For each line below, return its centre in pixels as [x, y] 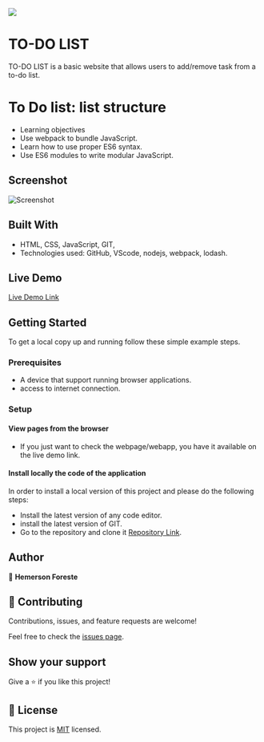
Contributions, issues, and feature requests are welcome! [103, 621]
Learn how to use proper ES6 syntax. [81, 146]
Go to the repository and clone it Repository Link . [101, 532]
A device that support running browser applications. [106, 380]
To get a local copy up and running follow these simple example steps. [124, 342]
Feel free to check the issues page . [66, 637]
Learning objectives [52, 129]
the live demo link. [50, 455]
